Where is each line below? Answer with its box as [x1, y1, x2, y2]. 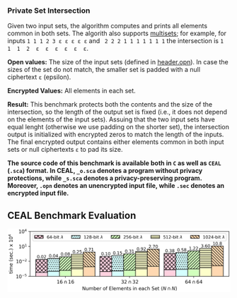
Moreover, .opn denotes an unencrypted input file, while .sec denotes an [7, 181, 225, 190]
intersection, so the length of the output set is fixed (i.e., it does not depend [7, 108, 228, 117]
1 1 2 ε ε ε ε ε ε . [7, 44, 89, 53]
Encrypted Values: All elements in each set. [7, 87, 136, 95]
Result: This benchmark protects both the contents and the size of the [7, 100, 213, 109]
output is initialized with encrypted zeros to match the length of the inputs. [7, 130, 224, 139]
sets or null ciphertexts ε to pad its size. [7, 145, 123, 154]
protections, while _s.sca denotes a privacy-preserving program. [7, 174, 202, 182]
